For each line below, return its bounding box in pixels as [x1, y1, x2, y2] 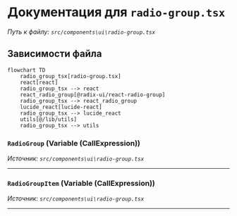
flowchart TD [7, 66, 46, 74]
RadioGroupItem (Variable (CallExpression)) [7, 178, 155, 188]
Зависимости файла [7, 48, 102, 60]
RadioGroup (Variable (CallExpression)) [7, 138, 141, 148]
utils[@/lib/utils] [20, 115, 78, 123]
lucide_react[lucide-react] [20, 103, 102, 110]
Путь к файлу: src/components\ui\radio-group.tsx [7, 27, 156, 36]
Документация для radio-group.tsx [7, 4, 226, 20]
